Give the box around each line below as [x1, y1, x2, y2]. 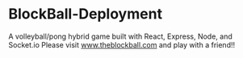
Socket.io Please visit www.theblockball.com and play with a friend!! [8, 39, 236, 49]
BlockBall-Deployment [8, 5, 163, 23]
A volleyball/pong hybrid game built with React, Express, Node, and [8, 31, 233, 41]
